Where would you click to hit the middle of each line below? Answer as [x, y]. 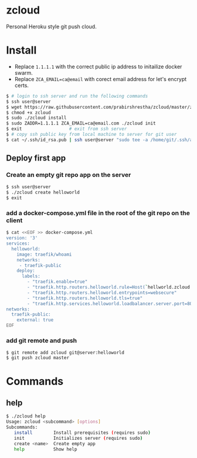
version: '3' [22, 238]
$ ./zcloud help [26, 416]
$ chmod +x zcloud [28, 112]
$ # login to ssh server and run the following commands [77, 96]
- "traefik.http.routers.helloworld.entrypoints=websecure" [102, 292]
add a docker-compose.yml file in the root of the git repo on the [98, 213]
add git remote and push [42, 340]
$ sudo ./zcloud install [36, 118]
